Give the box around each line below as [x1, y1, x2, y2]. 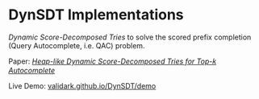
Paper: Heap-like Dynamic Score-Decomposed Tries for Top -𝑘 [8, 56, 216, 66]
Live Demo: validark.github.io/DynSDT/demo [8, 80, 157, 90]
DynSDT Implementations [8, 6, 184, 24]
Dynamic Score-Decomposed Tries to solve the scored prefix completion [8, 32, 252, 42]
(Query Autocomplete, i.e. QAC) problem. [8, 40, 145, 50]
